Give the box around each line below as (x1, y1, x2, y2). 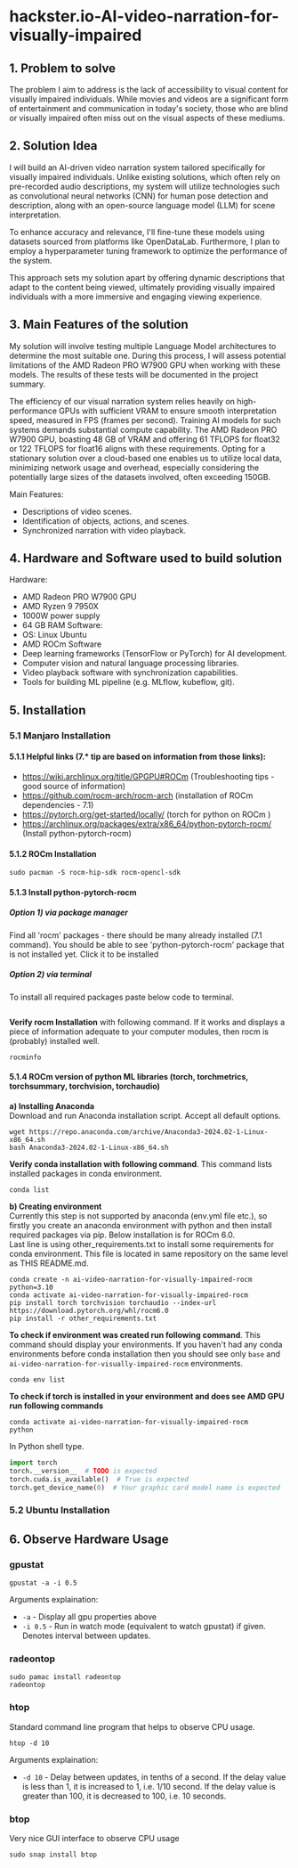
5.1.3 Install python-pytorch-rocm (9, 886, 137, 897)
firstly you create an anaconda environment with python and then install (9, 1220, 273, 1230)
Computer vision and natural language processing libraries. (21, 657, 240, 669)
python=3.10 (9, 1283, 53, 1292)
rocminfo (9, 1053, 42, 1062)
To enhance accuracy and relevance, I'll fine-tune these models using (9, 226, 265, 237)
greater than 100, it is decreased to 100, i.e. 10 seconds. (21, 1791, 227, 1801)
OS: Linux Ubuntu (21, 630, 87, 640)
